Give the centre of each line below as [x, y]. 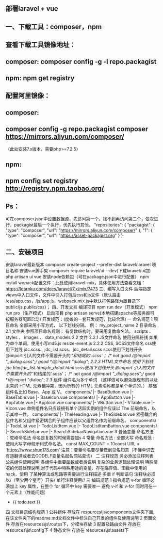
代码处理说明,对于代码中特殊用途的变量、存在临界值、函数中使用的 [81, 468]
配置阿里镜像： [28, 96]
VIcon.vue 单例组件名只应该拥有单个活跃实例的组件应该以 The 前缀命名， [79, 408]
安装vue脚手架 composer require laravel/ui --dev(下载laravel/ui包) [85, 270]
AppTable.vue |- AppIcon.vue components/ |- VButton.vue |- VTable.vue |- [80, 402]
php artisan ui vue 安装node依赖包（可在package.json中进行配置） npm [77, 277]
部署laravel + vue [32, 9]
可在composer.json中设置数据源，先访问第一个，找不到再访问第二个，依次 [80, 219]
